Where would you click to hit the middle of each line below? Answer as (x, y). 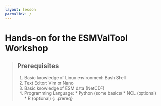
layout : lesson (20, 9)
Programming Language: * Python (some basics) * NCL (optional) (90, 93)
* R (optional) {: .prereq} (49, 98)
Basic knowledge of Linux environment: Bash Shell (75, 77)
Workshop (27, 48)
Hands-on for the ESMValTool (67, 38)
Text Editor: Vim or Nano (49, 83)
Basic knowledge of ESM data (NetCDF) (64, 88)
